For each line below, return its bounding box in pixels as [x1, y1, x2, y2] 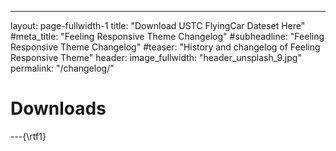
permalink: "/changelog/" [10, 62, 115, 74]
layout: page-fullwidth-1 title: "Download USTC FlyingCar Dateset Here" [10, 20, 306, 31]
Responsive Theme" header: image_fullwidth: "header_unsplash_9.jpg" [10, 52, 302, 63]
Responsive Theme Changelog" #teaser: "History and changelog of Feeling [10, 41, 321, 53]
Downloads [10, 97, 107, 120]
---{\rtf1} [10, 130, 47, 142]
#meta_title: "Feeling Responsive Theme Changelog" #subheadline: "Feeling [10, 31, 325, 42]
